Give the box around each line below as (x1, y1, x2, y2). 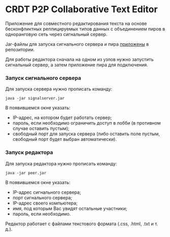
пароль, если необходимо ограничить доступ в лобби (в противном (12, 120, 161, 126)
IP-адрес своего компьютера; (12, 200, 78, 206)
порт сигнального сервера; (12, 194, 73, 200)
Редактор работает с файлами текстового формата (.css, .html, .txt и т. (5, 220, 158, 227)
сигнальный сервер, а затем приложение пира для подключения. (5, 62, 148, 68)
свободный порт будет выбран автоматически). (12, 136, 117, 142)
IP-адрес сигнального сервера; (12, 189, 81, 195)
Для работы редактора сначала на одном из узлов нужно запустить (5, 56, 154, 62)
